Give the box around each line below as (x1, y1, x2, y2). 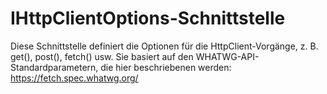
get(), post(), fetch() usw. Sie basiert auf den (10, 50, 194, 62)
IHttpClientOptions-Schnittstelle (10, 7, 286, 30)
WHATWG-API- (195, 50, 260, 62)
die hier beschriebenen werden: (100, 61, 232, 73)
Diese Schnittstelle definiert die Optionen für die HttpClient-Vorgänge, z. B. (10, 40, 319, 52)
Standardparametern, (10, 61, 99, 73)
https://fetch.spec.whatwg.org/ (10, 72, 139, 84)
